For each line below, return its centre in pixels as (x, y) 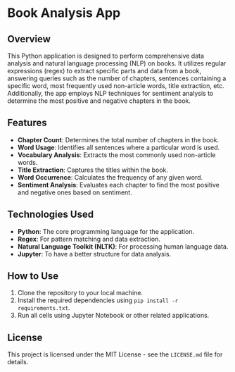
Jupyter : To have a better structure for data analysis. (94, 254)
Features (27, 123)
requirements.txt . (44, 308)
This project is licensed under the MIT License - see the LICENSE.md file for (115, 354)
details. (18, 362)
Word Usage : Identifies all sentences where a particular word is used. (119, 147)
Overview (29, 39)
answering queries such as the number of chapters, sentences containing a (117, 78)
